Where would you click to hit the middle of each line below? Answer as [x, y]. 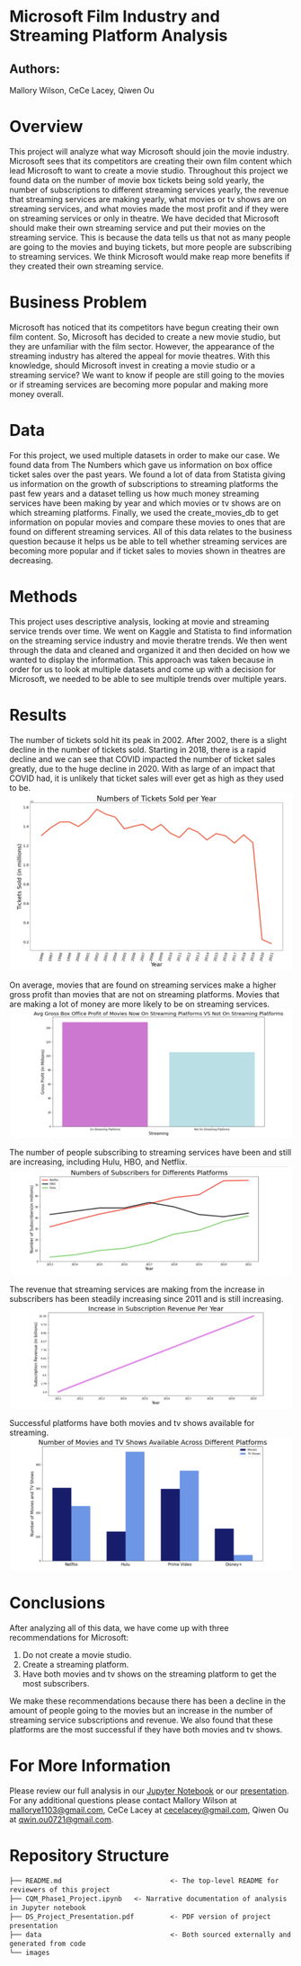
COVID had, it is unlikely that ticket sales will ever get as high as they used [147, 778]
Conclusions [58, 1603]
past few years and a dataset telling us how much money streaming [134, 493]
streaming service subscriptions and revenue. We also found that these [142, 1720]
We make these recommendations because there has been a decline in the [147, 1701]
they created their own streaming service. [87, 266]
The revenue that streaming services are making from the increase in [137, 1289]
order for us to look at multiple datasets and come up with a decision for [143, 669]
